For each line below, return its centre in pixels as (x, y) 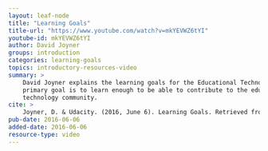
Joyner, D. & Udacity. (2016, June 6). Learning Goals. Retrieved (135, 113)
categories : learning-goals (55, 61)
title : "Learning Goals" (49, 23)
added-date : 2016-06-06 (48, 127)
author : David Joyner (44, 46)
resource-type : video (44, 134)
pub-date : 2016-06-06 (44, 120)
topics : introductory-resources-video (73, 68)
